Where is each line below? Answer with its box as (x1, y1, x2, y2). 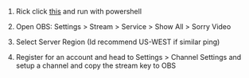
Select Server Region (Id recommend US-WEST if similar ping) (15, 37, 220, 46)
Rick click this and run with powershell (15, 7, 142, 16)
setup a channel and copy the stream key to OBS (15, 61, 177, 70)
